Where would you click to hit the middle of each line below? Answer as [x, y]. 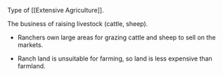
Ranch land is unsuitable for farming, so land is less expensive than [115, 58]
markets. [30, 45]
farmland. [31, 66]
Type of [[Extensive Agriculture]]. [56, 10]
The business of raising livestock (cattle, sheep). [78, 24]
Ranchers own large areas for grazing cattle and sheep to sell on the [116, 37]
